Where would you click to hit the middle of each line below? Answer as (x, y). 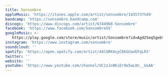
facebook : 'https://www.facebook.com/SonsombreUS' (59, 28)
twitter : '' (17, 56)
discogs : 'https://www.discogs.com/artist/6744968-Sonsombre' (71, 24)
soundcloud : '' (21, 47)
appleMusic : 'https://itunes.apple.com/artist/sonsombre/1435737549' (79, 14)
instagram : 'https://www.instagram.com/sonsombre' (59, 42)
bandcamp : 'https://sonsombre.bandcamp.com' (52, 19)
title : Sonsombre (23, 10)
